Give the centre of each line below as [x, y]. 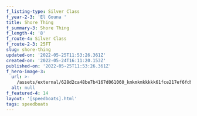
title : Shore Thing [30, 22]
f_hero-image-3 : [26, 71]
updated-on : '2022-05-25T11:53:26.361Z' [56, 55]
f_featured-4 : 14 [27, 93]
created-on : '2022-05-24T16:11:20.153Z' [56, 60]
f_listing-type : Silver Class [43, 11]
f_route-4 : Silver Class [36, 39]
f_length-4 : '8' [26, 33]
